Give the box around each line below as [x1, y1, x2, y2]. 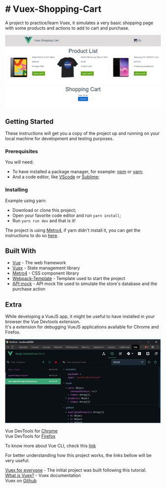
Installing [5, 186, 28, 193]
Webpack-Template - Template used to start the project [12, 276, 125, 282]
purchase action [12, 286, 45, 292]
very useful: [5, 458, 30, 464]
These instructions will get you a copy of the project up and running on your [5, 130, 160, 136]
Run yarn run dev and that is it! [12, 217, 76, 223]
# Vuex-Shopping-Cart [5, 3, 102, 15]
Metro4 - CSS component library [12, 270, 79, 276]
